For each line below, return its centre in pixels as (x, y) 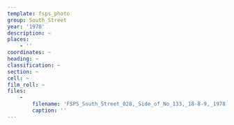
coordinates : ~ (29, 53)
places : (18, 40)
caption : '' (50, 110)
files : (17, 91)
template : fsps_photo (39, 14)
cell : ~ (18, 78)
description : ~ (29, 33)
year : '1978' (26, 26)
